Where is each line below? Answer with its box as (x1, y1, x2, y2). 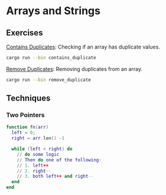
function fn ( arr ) (6, 124, 49, 131)
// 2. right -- (17, 168, 51, 174)
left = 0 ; (11, 130, 35, 136)
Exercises (6, 28, 43, 38)
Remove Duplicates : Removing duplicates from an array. (6, 65, 143, 72)
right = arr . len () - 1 (11, 135, 65, 141)
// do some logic (17, 151, 60, 157)
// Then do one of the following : (17, 157, 102, 163)
